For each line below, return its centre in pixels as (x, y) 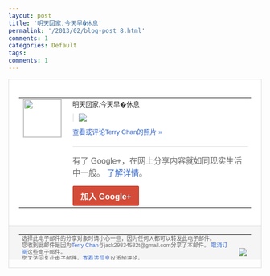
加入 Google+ (106, 197)
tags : (17, 53)
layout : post (30, 16)
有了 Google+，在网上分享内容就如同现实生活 (157, 160)
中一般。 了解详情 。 (109, 172)
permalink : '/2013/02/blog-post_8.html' (77, 30)
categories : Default (43, 46)
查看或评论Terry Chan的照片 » (117, 132)
